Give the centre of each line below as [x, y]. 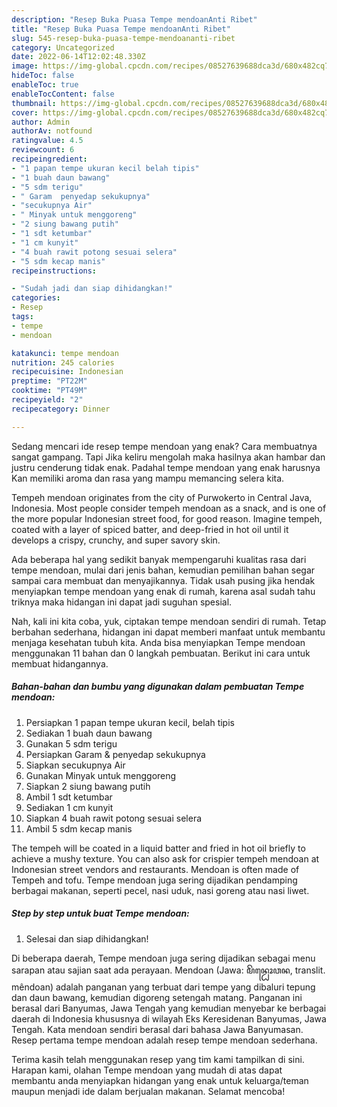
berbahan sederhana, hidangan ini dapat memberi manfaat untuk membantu [168, 632]
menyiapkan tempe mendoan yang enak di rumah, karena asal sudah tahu [163, 591]
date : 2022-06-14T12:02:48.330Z [78, 57]
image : [25, 66]
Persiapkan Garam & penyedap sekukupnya [115, 754]
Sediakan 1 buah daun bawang [89, 733]
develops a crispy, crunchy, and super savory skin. [116, 540]
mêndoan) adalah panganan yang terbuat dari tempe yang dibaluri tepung [163, 987]
